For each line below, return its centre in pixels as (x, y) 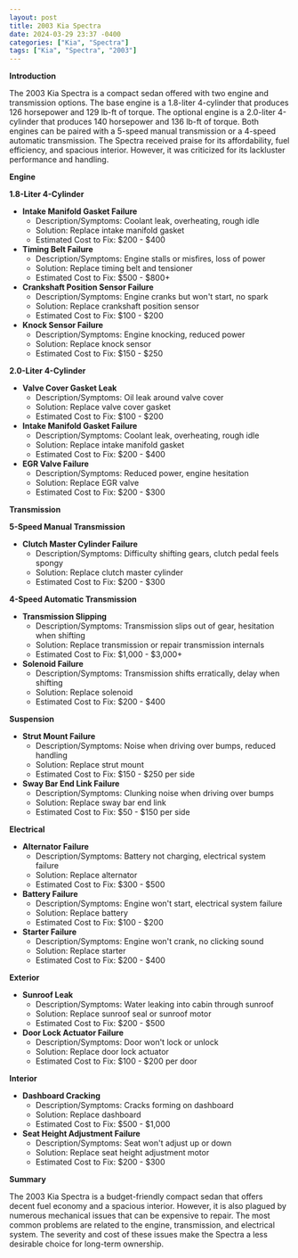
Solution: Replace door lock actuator (102, 1052)
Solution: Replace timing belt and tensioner (114, 268)
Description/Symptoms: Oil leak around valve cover (129, 398)
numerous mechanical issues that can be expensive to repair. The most (140, 1216)
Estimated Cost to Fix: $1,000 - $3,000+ (109, 654)
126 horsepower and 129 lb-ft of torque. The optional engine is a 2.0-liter (142, 112)
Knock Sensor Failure (63, 325)
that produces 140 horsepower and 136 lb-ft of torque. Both (150, 122)
